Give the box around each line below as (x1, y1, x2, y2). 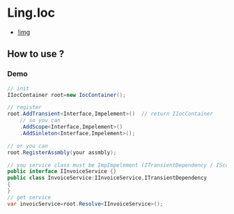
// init (7, 85, 30, 92)
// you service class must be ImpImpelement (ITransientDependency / (7, 162, 214, 169)
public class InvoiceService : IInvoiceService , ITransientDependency (7, 174, 208, 182)
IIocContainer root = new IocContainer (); (7, 91, 127, 98)
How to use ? (7, 48, 65, 60)
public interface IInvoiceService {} (7, 168, 117, 175)
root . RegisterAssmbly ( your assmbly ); (7, 148, 117, 156)
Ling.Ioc (7, 5, 56, 21)
